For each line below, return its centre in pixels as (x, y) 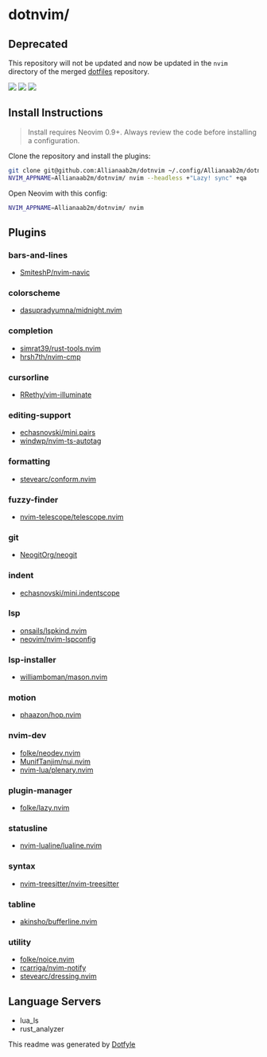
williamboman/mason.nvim (64, 677)
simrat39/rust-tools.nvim (60, 348)
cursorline (29, 377)
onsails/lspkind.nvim (53, 631)
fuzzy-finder (33, 499)
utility (20, 942)
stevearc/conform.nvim (58, 479)
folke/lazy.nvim (44, 807)
